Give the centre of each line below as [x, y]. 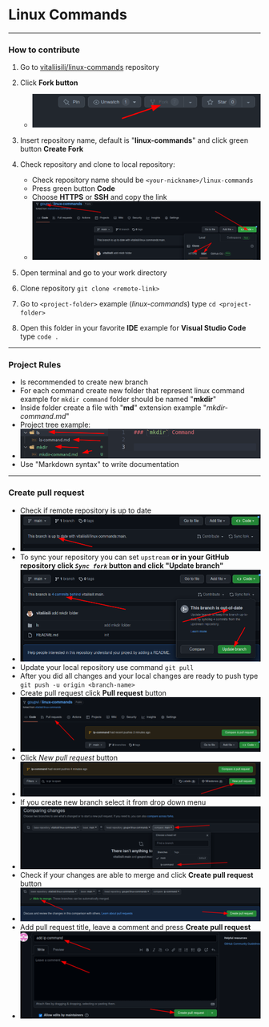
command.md [43, 416]
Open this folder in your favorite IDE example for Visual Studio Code [133, 328]
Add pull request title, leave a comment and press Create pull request [135, 927]
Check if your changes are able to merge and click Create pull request [137, 875]
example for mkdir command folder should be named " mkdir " [118, 400]
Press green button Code [74, 188]
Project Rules [35, 365]
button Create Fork [52, 148]
